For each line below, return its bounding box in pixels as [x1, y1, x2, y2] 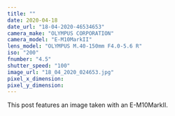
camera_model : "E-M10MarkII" [7, 36, 92, 43]
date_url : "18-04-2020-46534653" [7, 23, 105, 30]
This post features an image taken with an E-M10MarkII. [7, 101, 168, 109]
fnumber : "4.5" [7, 56, 52, 63]
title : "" [7, 10, 36, 17]
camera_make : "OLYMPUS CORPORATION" [7, 29, 114, 37]
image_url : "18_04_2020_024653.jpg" [7, 68, 114, 75]
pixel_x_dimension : [7, 75, 64, 82]
